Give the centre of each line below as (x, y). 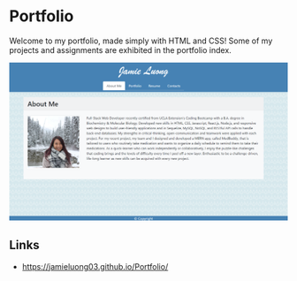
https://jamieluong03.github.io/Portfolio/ (95, 266)
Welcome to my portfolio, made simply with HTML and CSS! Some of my (141, 41)
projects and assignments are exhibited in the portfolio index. (120, 49)
